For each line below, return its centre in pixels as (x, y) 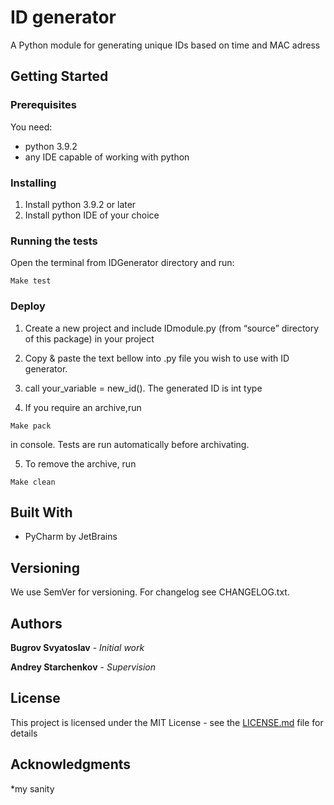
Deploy (28, 306)
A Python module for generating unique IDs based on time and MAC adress (165, 45)
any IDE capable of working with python (107, 157)
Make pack (31, 426)
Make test (31, 281)
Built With (41, 512)
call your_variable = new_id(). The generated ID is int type (143, 388)
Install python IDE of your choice (92, 215)
